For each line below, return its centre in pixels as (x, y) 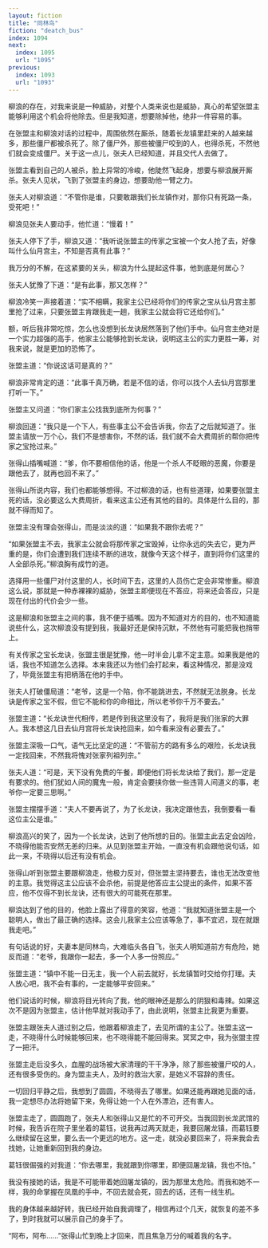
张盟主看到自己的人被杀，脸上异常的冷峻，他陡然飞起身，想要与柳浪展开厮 (130, 170)
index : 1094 (28, 38)
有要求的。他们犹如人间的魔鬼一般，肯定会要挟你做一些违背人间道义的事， (130, 781)
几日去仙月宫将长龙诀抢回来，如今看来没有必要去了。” (137, 728)
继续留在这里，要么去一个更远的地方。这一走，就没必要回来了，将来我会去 (137, 1138)
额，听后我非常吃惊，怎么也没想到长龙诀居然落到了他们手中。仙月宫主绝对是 (134, 329)
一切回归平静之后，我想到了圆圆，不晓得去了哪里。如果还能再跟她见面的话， (134, 1091)
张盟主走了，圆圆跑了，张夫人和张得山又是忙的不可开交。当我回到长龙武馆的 (134, 1118)
